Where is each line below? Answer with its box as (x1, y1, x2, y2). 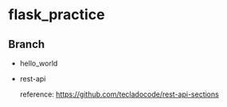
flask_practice (8, 6, 105, 24)
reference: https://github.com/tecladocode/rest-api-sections (19, 89, 219, 99)
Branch (8, 38, 45, 51)
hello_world (19, 58, 58, 68)
